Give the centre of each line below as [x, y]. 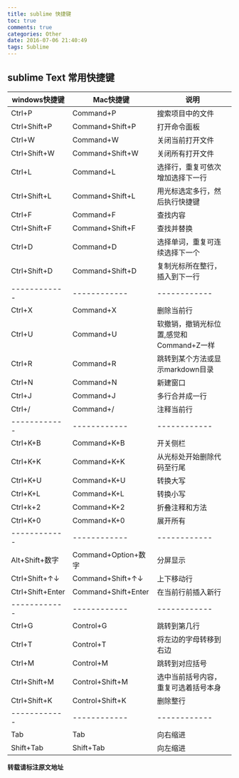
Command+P [94, 113]
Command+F [94, 215]
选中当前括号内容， [189, 677]
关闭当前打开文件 [186, 140]
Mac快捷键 [111, 99]
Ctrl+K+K [26, 461]
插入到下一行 [179, 277]
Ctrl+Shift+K [32, 700]
